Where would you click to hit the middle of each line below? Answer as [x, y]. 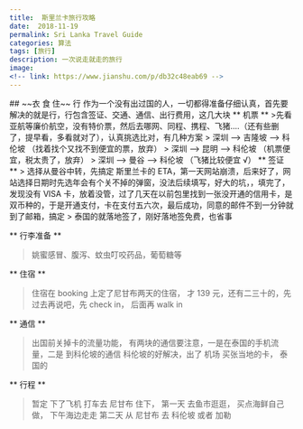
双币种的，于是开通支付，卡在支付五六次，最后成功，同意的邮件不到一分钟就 [151, 205]
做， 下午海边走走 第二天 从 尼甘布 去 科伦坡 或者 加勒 [131, 415]
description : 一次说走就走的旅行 [66, 60]
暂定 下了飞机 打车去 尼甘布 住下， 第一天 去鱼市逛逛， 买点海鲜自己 [158, 404]
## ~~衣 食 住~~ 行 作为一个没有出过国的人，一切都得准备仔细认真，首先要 [149, 103]
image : [22, 69]
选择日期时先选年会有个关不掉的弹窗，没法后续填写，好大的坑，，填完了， [153, 182]
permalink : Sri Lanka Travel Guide [76, 34]
